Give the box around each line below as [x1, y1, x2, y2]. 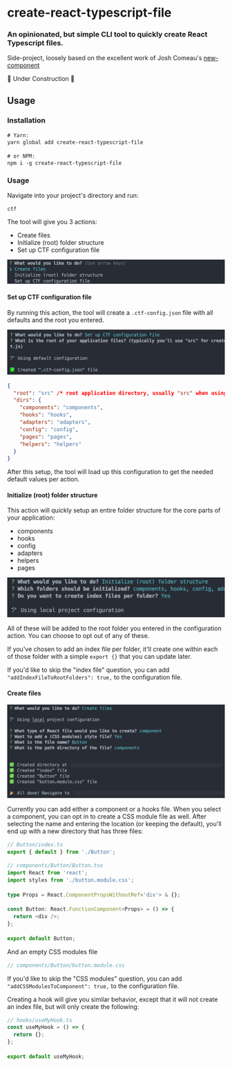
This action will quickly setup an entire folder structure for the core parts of [7, 507, 221, 515]
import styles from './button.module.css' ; [7, 877, 135, 884]
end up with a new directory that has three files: [7, 827, 144, 835]
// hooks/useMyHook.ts [7, 1016, 72, 1023]
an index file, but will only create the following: [7, 1002, 139, 1011]
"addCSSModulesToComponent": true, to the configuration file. [7, 981, 180, 990]
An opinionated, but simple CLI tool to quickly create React [7, 30, 208, 39]
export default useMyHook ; [7, 1053, 85, 1060]
